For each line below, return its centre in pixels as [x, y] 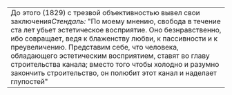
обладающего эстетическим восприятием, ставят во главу [110, 56]
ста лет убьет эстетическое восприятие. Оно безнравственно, [116, 30]
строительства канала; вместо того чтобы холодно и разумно [115, 64]
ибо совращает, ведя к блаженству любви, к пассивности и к [114, 39]
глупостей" [29, 82]
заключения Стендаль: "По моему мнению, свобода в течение [116, 21]
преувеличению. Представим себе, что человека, [95, 47]
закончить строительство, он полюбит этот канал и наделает [114, 73]
